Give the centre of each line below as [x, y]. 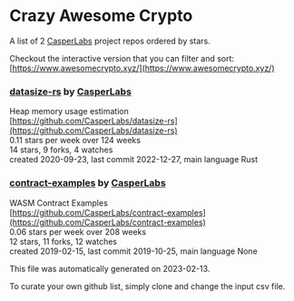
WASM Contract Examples [59, 203]
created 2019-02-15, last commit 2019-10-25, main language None [134, 251]
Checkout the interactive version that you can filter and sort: [122, 58]
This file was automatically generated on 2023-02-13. [110, 268]
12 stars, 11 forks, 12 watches [64, 241]
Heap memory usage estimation [69, 112]
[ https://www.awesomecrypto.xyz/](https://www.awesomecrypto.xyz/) [142, 68]
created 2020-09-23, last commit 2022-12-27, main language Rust [134, 160]
